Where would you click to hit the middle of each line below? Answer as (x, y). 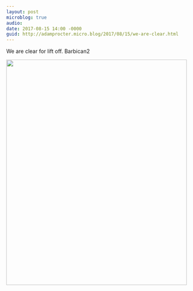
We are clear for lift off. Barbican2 (48, 51)
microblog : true (26, 17)
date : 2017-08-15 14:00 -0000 (44, 29)
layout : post (23, 12)
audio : (14, 23)
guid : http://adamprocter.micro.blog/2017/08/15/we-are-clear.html (93, 34)
